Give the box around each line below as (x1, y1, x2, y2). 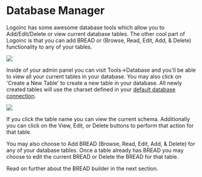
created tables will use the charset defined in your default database (6, 86, 176, 93)
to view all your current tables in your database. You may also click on (6, 72, 182, 80)
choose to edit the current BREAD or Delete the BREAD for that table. (6, 153, 179, 160)
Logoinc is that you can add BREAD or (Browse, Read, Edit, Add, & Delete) (6, 36, 192, 44)
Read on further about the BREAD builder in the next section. (6, 165, 159, 172)
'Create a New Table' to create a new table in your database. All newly (6, 79, 183, 86)
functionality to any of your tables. (6, 43, 92, 50)
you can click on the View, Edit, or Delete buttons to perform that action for (6, 122, 194, 129)
